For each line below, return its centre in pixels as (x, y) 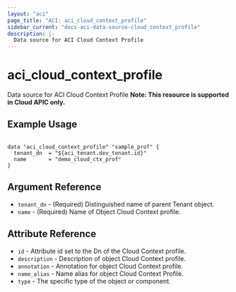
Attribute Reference (52, 234)
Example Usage (42, 124)
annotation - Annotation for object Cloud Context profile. (100, 266)
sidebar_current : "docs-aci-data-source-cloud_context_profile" (104, 27)
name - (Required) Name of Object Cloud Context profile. (99, 211)
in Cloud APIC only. (36, 103)
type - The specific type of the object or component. (94, 281)
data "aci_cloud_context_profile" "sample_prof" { (83, 147)
